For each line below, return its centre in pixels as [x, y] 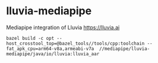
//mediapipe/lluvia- [124, 49]
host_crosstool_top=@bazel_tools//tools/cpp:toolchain [75, 43]
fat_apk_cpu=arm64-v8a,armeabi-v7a [50, 49]
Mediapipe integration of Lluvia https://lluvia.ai [63, 27]
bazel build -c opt [30, 38]
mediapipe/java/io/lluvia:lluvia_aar [53, 54]
